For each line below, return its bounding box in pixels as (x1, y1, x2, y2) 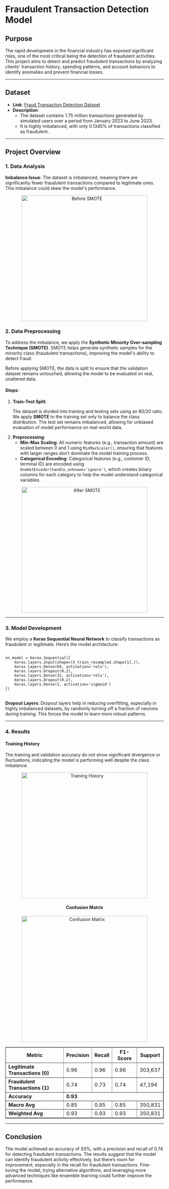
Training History (5, 740, 40, 746)
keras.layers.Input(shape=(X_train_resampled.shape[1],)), (14, 660, 141, 665)
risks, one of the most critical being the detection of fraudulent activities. (5, 53, 156, 59)
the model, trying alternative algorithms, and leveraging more (19, 1167, 146, 1173)
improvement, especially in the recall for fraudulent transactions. (5, 1162, 139, 1168)
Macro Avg (8, 1101, 35, 1108)
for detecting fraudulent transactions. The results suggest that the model (5, 1151, 156, 1157)
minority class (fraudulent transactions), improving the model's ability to (5, 350, 154, 356)
